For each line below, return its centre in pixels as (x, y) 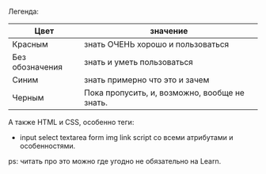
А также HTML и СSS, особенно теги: (71, 122)
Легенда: (24, 11)
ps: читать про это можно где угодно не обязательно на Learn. (115, 161)
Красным (30, 44)
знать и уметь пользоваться (139, 62)
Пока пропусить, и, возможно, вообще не (165, 93)
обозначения (38, 67)
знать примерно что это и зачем (147, 80)
